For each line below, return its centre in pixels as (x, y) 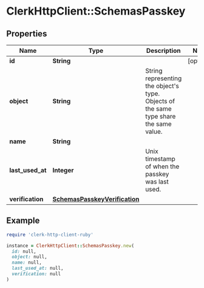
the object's (162, 86)
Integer (63, 170)
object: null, (29, 257)
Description (163, 51)
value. (154, 132)
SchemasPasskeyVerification (96, 199)
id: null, (24, 251)
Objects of (160, 101)
